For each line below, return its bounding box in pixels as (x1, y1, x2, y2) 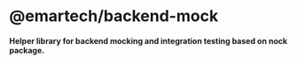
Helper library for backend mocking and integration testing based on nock (9, 35, 288, 46)
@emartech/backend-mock (9, 6, 219, 26)
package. (9, 45, 45, 55)
